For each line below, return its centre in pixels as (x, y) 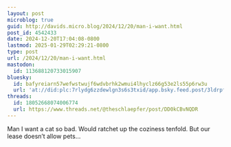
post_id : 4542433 (32, 33)
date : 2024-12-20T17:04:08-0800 (53, 39)
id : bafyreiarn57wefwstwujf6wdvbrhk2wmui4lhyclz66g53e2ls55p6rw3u (110, 84)
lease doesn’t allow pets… (44, 136)
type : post (23, 52)
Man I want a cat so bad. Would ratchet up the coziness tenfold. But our (109, 128)
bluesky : (20, 77)
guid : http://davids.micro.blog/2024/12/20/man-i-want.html (95, 26)
